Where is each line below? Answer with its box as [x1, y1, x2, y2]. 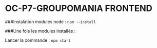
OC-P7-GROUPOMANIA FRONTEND [5, 3, 153, 14]
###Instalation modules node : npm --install [5, 19, 96, 24]
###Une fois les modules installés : [5, 28, 76, 34]
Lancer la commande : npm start [5, 37, 71, 43]
